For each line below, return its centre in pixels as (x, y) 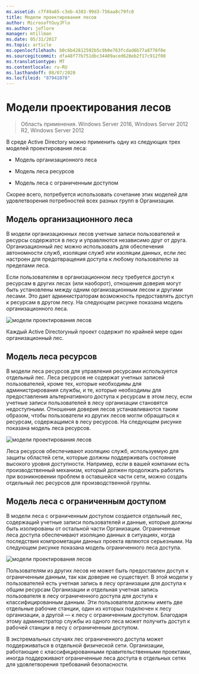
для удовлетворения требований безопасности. (67, 664)
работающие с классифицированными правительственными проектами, (99, 651)
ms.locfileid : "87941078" (38, 78)
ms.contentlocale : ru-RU (37, 67)
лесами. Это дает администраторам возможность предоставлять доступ (99, 296)
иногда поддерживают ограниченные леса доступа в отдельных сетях (96, 658)
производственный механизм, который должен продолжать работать (95, 470)
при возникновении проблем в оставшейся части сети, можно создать (97, 476)
